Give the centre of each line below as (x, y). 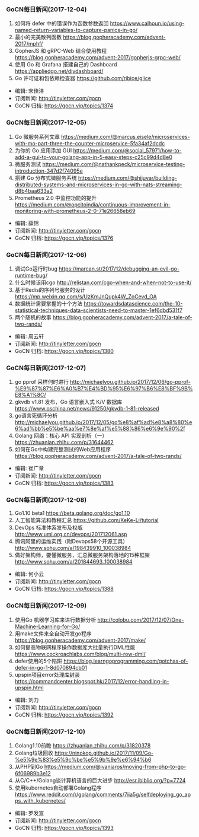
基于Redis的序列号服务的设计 (50, 289)
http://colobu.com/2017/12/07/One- (141, 620)
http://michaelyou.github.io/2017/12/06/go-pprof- (130, 382)
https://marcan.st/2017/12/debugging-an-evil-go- (119, 269)
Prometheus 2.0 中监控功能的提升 (56, 198)
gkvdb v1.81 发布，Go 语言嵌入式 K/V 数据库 (68, 402)
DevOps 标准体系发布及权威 (49, 528)
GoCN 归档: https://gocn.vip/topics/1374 (64, 106)
